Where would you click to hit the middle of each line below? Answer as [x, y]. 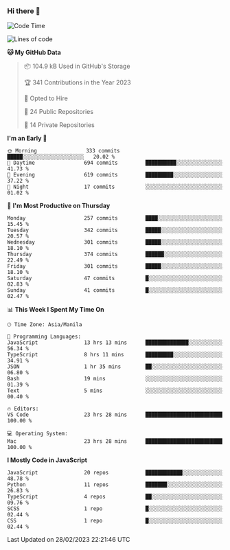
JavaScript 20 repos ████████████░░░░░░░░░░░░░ [115, 473]
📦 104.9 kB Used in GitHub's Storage [77, 66]
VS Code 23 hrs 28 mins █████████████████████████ [115, 415]
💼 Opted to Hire [46, 98]
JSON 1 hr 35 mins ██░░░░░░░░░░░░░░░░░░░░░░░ [115, 367]
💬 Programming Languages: [44, 337]
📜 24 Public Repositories [59, 112]
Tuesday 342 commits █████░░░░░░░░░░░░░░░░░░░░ [115, 230]
